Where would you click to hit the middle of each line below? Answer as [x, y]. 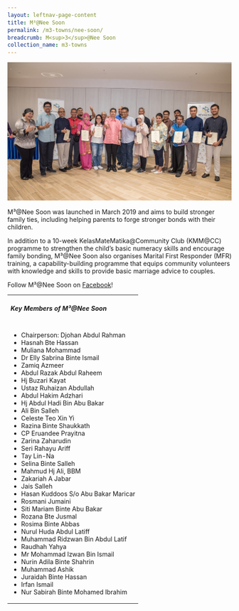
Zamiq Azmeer [42, 365]
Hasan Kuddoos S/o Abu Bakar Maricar [78, 494]
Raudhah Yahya [44, 546]
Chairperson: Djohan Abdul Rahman [73, 335]
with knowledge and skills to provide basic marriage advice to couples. [111, 271]
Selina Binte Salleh [48, 463]
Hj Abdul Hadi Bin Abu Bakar [63, 403]
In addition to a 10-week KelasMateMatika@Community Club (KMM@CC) [115, 240]
